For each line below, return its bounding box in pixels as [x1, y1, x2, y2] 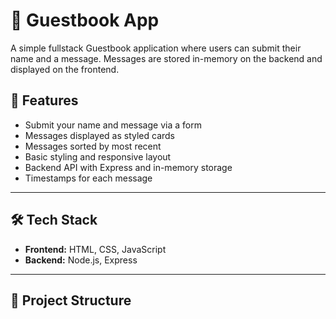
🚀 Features [10, 92, 79, 109]
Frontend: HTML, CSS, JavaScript [24, 243, 167, 255]
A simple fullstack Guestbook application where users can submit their [10, 42, 302, 54]
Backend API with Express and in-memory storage [24, 161, 233, 173]
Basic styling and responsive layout [24, 150, 172, 163]
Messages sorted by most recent [24, 140, 162, 152]
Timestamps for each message [24, 172, 153, 184]
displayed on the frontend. [10, 63, 120, 75]
